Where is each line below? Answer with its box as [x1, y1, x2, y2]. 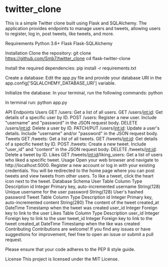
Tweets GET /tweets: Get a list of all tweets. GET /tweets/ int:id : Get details [5, 135, 158, 141]
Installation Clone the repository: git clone [5, 50, 91, 56]
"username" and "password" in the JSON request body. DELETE [5, 119, 137, 125]
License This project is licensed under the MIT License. [5, 256, 119, 262]
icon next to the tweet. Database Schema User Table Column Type [5, 178, 142, 184]
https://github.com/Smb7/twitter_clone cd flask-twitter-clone [5, 55, 131, 61]
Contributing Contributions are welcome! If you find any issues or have [5, 226, 151, 232]
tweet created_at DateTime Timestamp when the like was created [5, 220, 140, 226]
